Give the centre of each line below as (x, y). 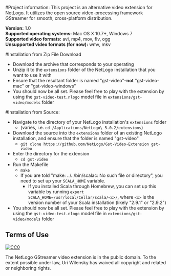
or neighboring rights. (28, 268)
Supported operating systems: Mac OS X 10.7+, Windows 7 (69, 33)
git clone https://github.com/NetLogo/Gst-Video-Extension (85, 144)
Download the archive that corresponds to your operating (73, 64)
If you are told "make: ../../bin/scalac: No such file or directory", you (91, 175)
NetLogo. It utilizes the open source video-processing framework (74, 13)
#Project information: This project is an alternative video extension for (79, 7)
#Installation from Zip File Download (44, 54)
